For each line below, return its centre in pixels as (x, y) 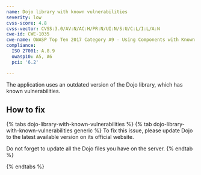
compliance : (21, 46)
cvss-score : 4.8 (26, 23)
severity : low (24, 17)
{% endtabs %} (25, 167)
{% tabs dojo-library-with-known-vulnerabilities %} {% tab (79, 124)
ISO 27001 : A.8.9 (33, 51)
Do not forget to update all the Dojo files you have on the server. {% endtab (100, 149)
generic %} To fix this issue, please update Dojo (133, 130)
